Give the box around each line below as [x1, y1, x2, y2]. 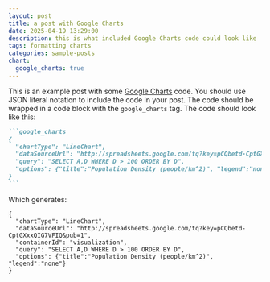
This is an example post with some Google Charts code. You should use [8, 86, 247, 96]
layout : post [8, 11, 52, 20]
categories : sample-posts [8, 49, 95, 57]
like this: [8, 112, 36, 122]
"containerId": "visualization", [15, 238, 128, 247]
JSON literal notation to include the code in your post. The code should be [8, 94, 254, 105]
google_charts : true [15, 64, 84, 73]
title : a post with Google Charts [8, 19, 125, 27]
